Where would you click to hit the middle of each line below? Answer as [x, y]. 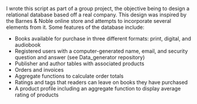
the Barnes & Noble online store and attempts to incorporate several [89, 21]
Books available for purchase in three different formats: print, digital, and [103, 38]
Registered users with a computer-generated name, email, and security [101, 51]
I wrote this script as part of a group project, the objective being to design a [98, 9]
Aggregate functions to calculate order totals [69, 76]
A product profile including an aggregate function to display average [98, 88]
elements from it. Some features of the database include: [75, 27]
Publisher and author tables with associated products [79, 63]
